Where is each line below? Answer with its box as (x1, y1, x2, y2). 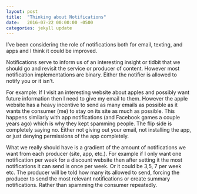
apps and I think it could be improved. (6, 48, 98, 55)
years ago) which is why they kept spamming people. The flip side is (6, 120, 172, 127)
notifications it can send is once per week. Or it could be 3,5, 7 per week (6, 163, 182, 170)
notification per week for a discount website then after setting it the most (6, 156, 183, 163)
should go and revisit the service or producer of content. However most (6, 65, 180, 72)
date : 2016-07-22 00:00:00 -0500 (6, 19, 94, 25)
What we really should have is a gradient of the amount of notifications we (6, 144, 186, 151)
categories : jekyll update (6, 25, 72, 31)
